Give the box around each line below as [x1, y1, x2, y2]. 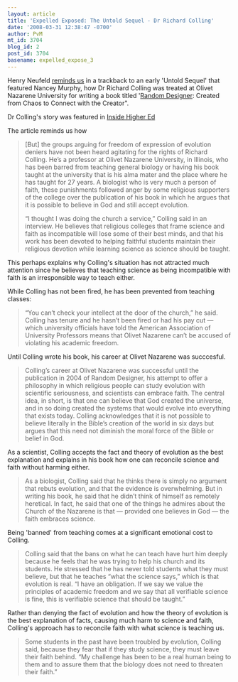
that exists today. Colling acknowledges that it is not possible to [24, 411, 211, 420]
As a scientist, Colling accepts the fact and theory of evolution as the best [7, 448, 224, 456]
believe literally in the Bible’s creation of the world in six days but [24, 418, 215, 427]
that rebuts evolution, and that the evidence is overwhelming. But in [24, 484, 222, 492]
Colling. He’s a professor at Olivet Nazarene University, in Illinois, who [24, 155, 229, 163]
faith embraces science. [24, 514, 96, 523]
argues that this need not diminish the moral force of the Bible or [24, 426, 215, 435]
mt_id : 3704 [7, 37, 43, 44]
